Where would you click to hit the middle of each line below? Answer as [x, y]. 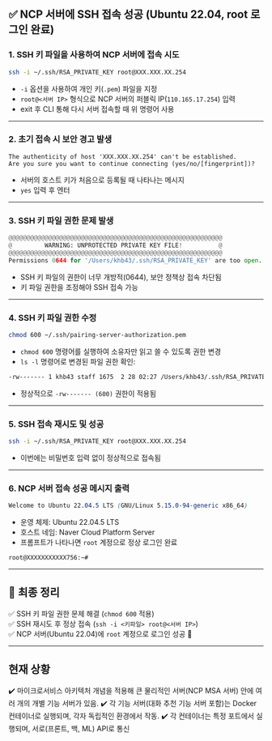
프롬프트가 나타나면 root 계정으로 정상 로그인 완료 [99, 543]
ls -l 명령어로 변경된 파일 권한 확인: [78, 361]
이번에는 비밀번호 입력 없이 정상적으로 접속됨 [91, 458]
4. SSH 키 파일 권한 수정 [53, 317]
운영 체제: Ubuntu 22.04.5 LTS [70, 522]
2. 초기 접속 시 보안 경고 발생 [60, 139]
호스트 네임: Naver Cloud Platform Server [87, 532]
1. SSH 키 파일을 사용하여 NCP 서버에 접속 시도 [94, 55]
